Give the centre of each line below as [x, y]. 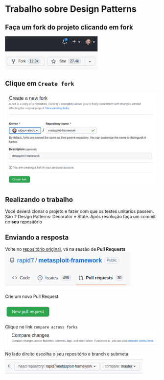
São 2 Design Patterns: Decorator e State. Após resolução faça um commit [80, 217]
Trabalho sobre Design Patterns [71, 9]
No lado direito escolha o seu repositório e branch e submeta [67, 354]
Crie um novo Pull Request [32, 296]
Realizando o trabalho [39, 200]
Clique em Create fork [40, 84]
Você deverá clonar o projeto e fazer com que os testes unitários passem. [80, 211]
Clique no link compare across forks [41, 327]
